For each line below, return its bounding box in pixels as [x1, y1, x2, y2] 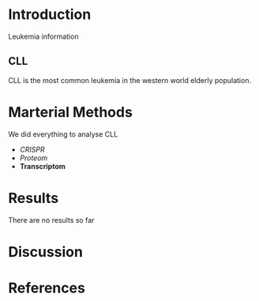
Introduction [8, 6, 92, 24]
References [8, 279, 85, 297]
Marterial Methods [8, 103, 133, 121]
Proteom [19, 152, 48, 163]
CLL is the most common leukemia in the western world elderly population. [8, 75, 251, 85]
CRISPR [19, 145, 45, 154]
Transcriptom [19, 161, 66, 171]
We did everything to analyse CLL [8, 129, 118, 139]
